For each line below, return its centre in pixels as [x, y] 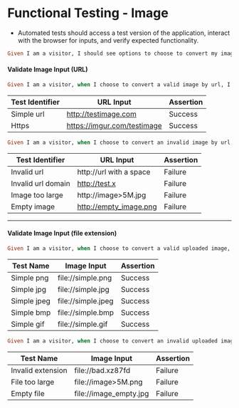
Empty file [28, 393]
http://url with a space [114, 172]
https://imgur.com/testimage [114, 125]
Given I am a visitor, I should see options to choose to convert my [113, 53]
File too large [33, 382]
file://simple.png [85, 278]
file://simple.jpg [84, 289]
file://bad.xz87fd [102, 370]
